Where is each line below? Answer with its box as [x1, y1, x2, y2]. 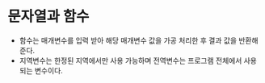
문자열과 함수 [7, 7, 90, 26]
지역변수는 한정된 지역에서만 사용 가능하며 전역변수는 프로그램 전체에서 [19, 56, 242, 65]
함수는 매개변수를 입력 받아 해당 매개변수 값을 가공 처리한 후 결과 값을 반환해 [19, 35, 259, 45]
